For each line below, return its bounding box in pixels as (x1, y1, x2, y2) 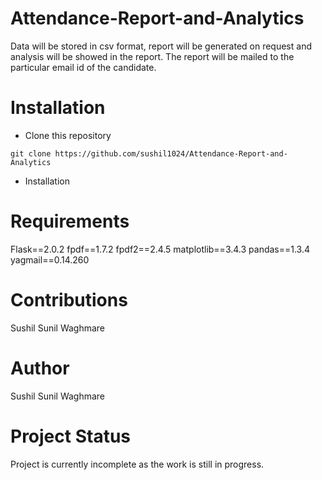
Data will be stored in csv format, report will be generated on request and (10, 40, 312, 52)
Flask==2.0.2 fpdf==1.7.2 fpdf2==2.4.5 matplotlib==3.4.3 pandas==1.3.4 (10, 243, 311, 255)
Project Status (10, 425, 132, 447)
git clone (10, 148, 52, 159)
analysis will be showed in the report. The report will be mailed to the (10, 50, 295, 62)
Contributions (10, 289, 128, 311)
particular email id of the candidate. (10, 61, 157, 73)
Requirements (10, 210, 130, 233)
